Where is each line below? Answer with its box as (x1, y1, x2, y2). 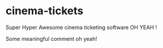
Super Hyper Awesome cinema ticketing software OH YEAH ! (5, 24, 158, 31)
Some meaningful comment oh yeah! (5, 35, 98, 42)
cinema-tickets (5, 4, 84, 18)
